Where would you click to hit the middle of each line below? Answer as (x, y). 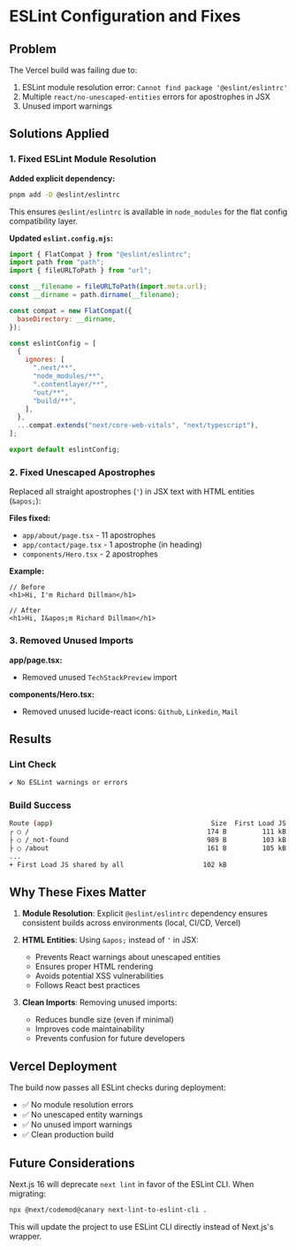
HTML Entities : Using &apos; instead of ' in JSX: (110, 940)
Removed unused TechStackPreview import (99, 677)
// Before (27, 587)
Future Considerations (72, 1163)
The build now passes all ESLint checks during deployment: (118, 1088)
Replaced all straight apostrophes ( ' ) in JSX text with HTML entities (132, 492)
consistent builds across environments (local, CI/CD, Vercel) (131, 923)
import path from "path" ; (57, 263)
